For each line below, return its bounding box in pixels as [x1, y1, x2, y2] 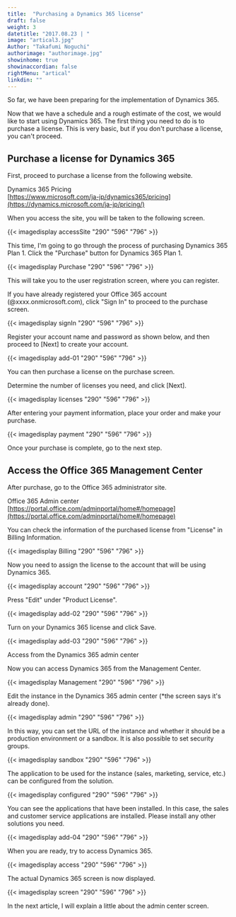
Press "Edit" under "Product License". [7, 596, 118, 604]
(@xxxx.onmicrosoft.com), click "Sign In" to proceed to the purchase [7, 298, 208, 306]
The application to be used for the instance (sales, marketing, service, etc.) [7, 770, 226, 777]
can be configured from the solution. [7, 777, 114, 785]
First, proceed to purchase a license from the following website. [7, 171, 193, 180]
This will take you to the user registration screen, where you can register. [7, 276, 220, 285]
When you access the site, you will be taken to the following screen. [7, 214, 205, 223]
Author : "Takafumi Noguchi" [7, 43, 90, 50]
